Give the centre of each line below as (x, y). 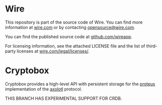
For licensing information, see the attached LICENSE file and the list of (75, 46)
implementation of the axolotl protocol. (44, 89)
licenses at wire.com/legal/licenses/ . (53, 51)
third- (152, 46)
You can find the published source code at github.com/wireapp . (69, 37)
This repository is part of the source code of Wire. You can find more (74, 22)
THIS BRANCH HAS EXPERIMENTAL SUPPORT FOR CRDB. (64, 98)
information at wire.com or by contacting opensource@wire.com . (70, 27)
